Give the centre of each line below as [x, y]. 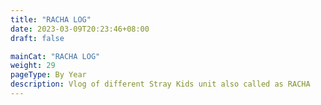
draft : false [37, 38]
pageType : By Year [48, 75]
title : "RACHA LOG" [51, 19]
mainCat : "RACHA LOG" [55, 56]
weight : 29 [33, 66]
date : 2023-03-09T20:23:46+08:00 [80, 29]
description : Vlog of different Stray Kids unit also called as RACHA [160, 84]
